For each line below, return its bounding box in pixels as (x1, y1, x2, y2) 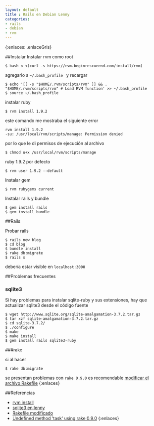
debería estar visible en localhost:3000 (5, 264, 86, 270)
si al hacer (5, 357, 26, 363)
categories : (5, 16, 30, 21)
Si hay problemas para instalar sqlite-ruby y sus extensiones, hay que (5, 297, 147, 303)
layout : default (5, 7, 39, 12)
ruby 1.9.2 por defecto (5, 159, 51, 164)
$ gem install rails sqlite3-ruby (5, 338, 77, 343)
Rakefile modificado (12, 410, 53, 416)
